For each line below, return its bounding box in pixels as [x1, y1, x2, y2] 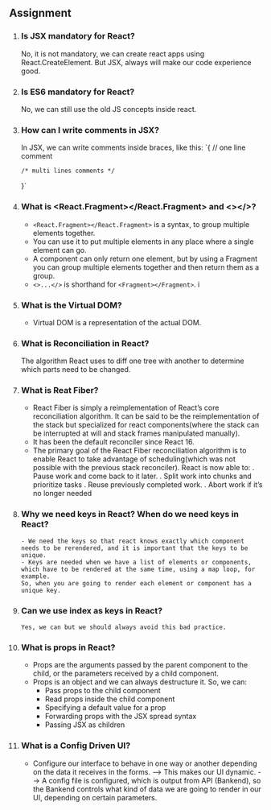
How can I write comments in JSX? [20, 124, 160, 135]
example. [20, 572, 51, 581]
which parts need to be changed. [20, 365, 131, 374]
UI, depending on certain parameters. [32, 792, 158, 802]
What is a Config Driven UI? [20, 740, 131, 751]
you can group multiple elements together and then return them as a [32, 262, 260, 272]
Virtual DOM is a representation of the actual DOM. [32, 317, 202, 327]
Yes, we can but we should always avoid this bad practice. [20, 623, 227, 631]
